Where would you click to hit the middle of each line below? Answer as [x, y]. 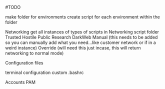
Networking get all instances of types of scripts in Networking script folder [82, 32]
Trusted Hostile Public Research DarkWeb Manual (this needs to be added [81, 37]
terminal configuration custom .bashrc [44, 72]
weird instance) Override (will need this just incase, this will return [73, 48]
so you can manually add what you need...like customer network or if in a [80, 42]
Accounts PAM [20, 82]
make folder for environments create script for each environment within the [82, 17]
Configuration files [24, 63]
